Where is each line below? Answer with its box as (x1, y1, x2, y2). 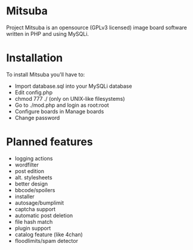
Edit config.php (14, 88, 52, 96)
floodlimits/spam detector (14, 237, 79, 244)
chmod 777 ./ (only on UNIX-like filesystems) (14, 95, 125, 102)
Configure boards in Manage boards (14, 107, 104, 115)
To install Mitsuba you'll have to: (6, 70, 85, 78)
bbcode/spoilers (14, 186, 55, 193)
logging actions (14, 155, 53, 162)
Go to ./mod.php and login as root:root (14, 101, 109, 109)
